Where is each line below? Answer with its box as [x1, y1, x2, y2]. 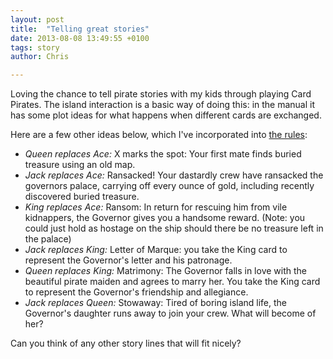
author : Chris [10, 52, 70, 62]
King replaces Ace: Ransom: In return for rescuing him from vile [24, 201, 288, 213]
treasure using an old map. [24, 159, 136, 171]
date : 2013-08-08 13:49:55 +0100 [10, 33, 150, 43]
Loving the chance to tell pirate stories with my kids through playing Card [10, 88, 312, 100]
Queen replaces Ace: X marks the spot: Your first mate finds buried [24, 148, 302, 160]
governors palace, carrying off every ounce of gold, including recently [24, 180, 315, 192]
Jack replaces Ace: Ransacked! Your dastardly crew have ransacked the [24, 169, 324, 181]
